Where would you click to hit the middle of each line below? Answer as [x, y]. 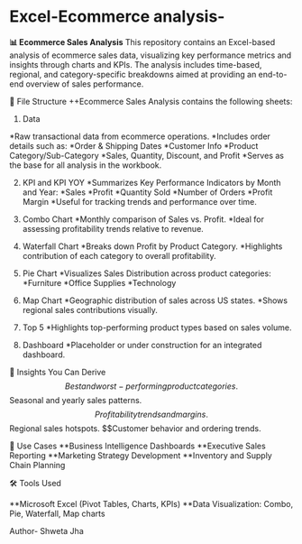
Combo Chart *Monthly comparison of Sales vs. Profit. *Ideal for [143, 219]
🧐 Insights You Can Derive [58, 372]
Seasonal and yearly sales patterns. [76, 400]
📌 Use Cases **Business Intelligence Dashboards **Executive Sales [137, 446]
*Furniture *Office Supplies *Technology [99, 282]
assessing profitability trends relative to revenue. [113, 228]
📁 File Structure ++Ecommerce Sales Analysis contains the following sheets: [151, 101]
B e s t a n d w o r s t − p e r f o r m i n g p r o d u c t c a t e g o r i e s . [151, 386]
